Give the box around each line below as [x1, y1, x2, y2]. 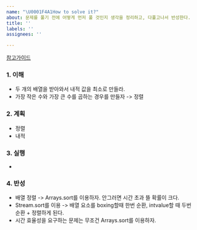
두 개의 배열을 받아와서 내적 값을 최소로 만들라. [15, 85, 125, 93]
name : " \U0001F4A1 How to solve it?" [6, 8, 99, 15]
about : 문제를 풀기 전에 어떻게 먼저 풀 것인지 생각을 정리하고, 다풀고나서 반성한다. [6, 15, 191, 21]
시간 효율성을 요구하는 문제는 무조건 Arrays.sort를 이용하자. [15, 217, 156, 224]
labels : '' [6, 25, 34, 32]
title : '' [6, 20, 32, 26]
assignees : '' [6, 31, 42, 38]
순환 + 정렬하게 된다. [15, 209, 64, 217]
